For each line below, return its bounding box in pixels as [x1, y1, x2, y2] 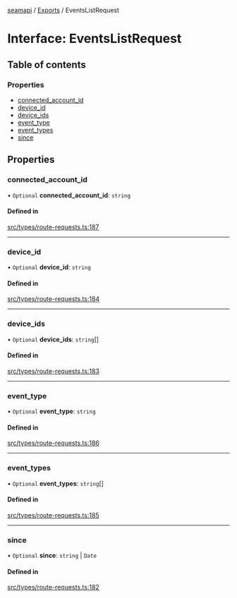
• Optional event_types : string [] [7, 479, 104, 487]
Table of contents [7, 59, 86, 71]
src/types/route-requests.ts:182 [7, 583, 100, 592]
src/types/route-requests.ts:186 [7, 439, 100, 447]
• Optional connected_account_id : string [7, 190, 131, 200]
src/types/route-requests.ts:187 [7, 222, 99, 231]
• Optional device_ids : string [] [7, 335, 99, 343]
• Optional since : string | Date [7, 551, 97, 560]
